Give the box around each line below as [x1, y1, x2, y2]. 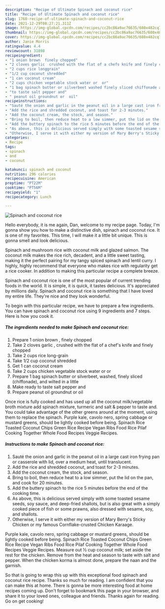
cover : [5, 35, 19, 40]
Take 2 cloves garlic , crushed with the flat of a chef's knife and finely [12, 342, 153, 348]
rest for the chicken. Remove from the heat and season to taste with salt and [5, 552, 160, 558]
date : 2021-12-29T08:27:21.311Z [5, 21, 71, 26]
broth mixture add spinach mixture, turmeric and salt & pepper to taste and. [5, 404, 158, 410]
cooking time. [12, 490, 40, 496]
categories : [5, 135, 29, 140]
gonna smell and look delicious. [5, 237, 69, 244]
